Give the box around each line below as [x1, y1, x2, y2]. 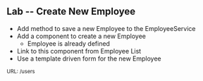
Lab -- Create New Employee [6, 6, 136, 18]
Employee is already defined [27, 39, 111, 48]
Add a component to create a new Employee [16, 32, 146, 40]
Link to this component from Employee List [16, 46, 142, 55]
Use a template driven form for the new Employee [16, 54, 161, 63]
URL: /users [6, 68, 35, 75]
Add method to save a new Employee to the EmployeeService [16, 24, 196, 32]
